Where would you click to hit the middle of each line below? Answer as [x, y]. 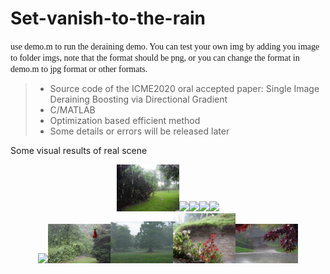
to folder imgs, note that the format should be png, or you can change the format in [155, 57]
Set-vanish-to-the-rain [108, 18]
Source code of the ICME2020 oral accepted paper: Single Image [184, 88]
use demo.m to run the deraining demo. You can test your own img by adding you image [165, 46]
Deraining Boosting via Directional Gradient [138, 99]
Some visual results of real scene [79, 150]
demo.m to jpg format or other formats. [79, 68]
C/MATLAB [72, 109]
